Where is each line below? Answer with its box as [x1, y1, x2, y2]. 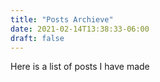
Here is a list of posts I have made [10, 61, 150, 73]
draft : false [10, 33, 65, 43]
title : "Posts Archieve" [10, 14, 114, 25]
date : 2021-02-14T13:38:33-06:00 [10, 24, 150, 34]
